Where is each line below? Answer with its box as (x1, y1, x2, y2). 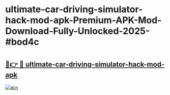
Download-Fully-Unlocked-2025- (5, 26, 150, 37)
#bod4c (5, 36, 40, 48)
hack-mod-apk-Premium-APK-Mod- (5, 14, 162, 26)
